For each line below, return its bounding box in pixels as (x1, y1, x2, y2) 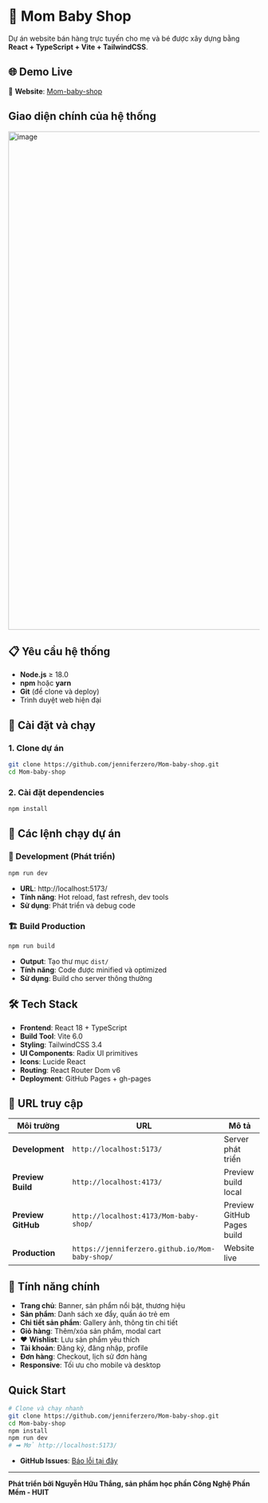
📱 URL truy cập (8, 1097, 84, 1110)
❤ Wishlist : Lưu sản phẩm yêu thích (19, 1335, 140, 1344)
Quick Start (8, 1383, 66, 1397)
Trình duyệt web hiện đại (19, 695, 102, 705)
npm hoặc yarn (19, 678, 72, 688)
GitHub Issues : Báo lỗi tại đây (19, 1456, 118, 1465)
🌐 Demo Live (8, 65, 73, 79)
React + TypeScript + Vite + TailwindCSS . (8, 42, 148, 51)
